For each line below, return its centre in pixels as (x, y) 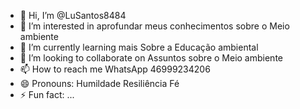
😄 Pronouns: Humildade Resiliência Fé (99, 83)
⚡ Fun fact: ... (47, 94)
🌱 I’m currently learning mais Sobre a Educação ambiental (139, 47)
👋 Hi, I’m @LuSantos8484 (73, 15)
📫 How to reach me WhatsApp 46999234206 (115, 69)
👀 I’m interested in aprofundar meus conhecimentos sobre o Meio (154, 26)
